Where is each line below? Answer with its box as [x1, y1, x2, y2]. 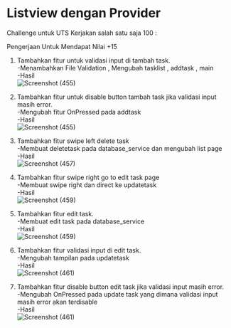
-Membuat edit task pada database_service [16, 217, 145, 226]
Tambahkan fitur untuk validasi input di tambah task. [16, 55, 171, 65]
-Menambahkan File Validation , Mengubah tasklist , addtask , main [16, 63, 214, 72]
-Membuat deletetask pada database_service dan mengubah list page [16, 144, 222, 152]
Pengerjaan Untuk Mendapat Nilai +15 [6, 42, 118, 51]
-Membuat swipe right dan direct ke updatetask [16, 180, 157, 189]
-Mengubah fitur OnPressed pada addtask [16, 107, 141, 116]
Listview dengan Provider [6, 5, 161, 21]
